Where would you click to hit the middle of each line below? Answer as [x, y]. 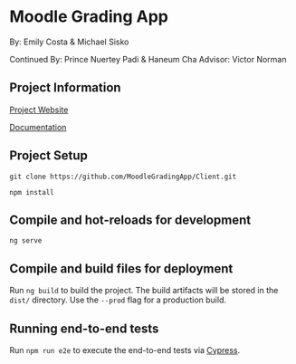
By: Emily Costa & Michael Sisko [69, 42]
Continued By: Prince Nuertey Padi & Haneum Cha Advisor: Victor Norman [148, 59]
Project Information [65, 88]
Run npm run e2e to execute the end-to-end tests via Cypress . [125, 350]
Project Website [39, 110]
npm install [32, 192]
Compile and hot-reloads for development [130, 220]
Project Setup [49, 156]
